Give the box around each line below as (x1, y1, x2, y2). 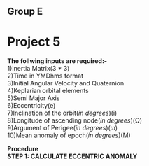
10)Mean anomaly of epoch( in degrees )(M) (7, 131, 131, 139)
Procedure (7, 145, 38, 153)
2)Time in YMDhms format (7, 71, 84, 80)
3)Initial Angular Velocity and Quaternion (7, 79, 125, 88)
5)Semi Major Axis (7, 94, 60, 102)
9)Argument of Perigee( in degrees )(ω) (7, 124, 118, 132)
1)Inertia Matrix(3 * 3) (7, 64, 70, 73)
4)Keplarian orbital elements (7, 87, 89, 95)
